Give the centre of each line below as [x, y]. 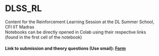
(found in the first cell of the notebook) [43, 37]
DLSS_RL [23, 8]
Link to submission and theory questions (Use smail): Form [65, 48]
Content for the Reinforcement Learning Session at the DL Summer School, [80, 22]
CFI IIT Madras [20, 27]
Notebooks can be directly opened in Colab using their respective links [76, 32]
